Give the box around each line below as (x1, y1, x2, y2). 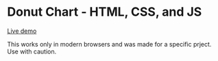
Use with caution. (7, 47, 57, 56)
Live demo (7, 27, 37, 35)
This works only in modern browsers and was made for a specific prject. (7, 40, 212, 48)
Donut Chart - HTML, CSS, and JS (7, 4, 202, 20)
